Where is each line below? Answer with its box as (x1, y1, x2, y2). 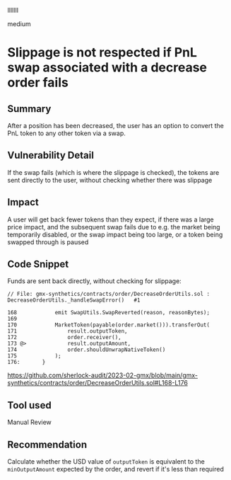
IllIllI (7, 6, 19, 14)
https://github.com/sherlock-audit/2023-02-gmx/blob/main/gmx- (7, 371, 199, 379)
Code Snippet (7, 258, 69, 270)
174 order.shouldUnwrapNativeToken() (7, 346, 166, 353)
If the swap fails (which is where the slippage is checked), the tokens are (7, 168, 220, 176)
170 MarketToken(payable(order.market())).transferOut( (7, 321, 211, 328)
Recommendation (7, 438, 87, 450)
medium (7, 20, 31, 28)
